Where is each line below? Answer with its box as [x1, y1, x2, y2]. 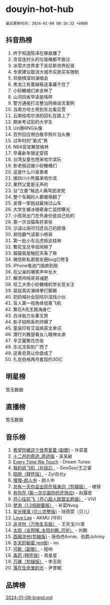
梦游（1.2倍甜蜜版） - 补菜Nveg [12, 502, 78, 508]
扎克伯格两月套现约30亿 [12, 356, 63, 362]
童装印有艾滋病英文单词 [12, 325, 61, 331]
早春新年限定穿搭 [12, 150, 48, 156]
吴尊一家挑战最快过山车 [12, 200, 61, 206]
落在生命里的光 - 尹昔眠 [12, 565, 62, 571]
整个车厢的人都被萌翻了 [12, 193, 61, 199]
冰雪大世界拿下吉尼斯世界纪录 [12, 62, 74, 68]
